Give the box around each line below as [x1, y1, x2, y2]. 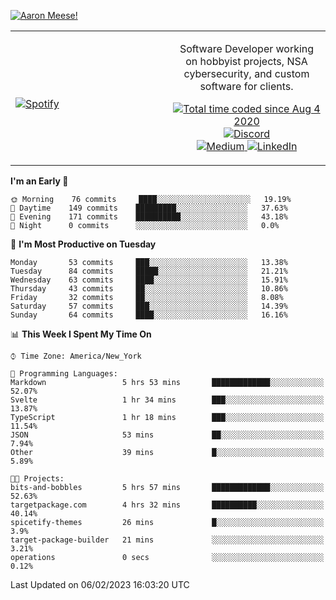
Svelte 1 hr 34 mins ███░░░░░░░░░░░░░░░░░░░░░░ [10, 395, 325, 405]
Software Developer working [179, 42, 315, 55]
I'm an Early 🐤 [10, 175, 69, 187]
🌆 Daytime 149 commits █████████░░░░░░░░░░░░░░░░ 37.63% [10, 203, 288, 213]
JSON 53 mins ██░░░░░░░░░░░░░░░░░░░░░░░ [10, 430, 325, 440]
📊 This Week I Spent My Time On [10, 328, 152, 340]
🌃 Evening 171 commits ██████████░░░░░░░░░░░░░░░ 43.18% [10, 212, 288, 222]
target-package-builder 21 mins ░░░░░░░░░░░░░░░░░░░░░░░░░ [10, 535, 325, 545]
